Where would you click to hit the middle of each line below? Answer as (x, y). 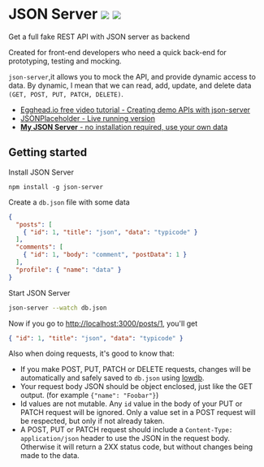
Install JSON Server (41, 172)
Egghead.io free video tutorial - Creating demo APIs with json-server (135, 110)
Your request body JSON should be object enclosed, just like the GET (136, 387)
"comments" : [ (39, 247)
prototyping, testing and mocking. (65, 61)
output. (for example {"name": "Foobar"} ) (89, 396)
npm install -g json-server (56, 187)
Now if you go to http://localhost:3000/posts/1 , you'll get (103, 323)
